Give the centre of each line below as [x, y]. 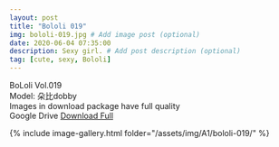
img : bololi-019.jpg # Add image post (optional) [105, 34]
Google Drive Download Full [62, 115]
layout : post [34, 18]
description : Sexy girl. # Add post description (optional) [125, 51]
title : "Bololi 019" [48, 26]
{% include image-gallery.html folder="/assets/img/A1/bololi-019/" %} [139, 133]
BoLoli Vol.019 [36, 85]
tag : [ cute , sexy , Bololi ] [60, 60]
